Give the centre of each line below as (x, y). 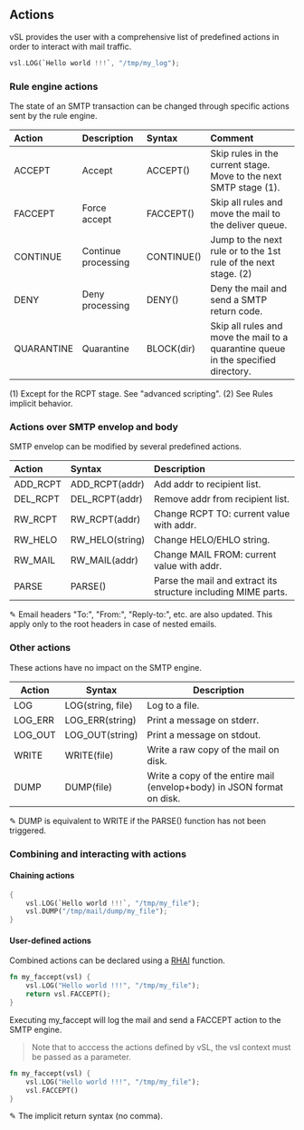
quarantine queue (248, 349)
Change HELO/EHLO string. (212, 540)
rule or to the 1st (246, 251)
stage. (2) (231, 273)
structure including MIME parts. (220, 592)
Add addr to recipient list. (207, 485)
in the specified (243, 359)
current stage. (240, 164)
